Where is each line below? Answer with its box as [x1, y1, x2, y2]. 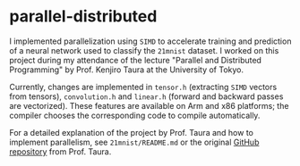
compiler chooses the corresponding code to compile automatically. [9, 110, 261, 120]
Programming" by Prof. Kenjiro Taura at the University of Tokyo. [9, 64, 244, 75]
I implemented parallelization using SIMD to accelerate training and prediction [9, 36, 292, 46]
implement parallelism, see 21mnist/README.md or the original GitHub [9, 137, 260, 147]
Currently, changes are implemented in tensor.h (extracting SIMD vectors [9, 81, 278, 92]
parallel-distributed [9, 6, 158, 27]
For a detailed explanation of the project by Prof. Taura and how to [9, 127, 253, 137]
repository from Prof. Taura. [9, 145, 112, 157]
